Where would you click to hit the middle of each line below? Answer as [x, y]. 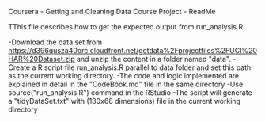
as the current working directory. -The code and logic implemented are [124, 76]
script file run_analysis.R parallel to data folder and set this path [148, 67]
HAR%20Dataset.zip [42, 59]
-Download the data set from [55, 42]
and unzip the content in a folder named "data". [153, 59]
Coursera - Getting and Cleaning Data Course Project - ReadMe [112, 11]
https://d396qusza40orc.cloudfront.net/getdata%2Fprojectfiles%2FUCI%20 [133, 50]
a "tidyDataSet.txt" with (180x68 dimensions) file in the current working [125, 101]
